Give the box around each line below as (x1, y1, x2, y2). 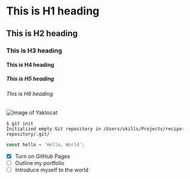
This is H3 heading (6, 46, 62, 55)
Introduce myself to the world (14, 166, 89, 173)
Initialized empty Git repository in (6, 125, 101, 132)
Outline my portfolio (14, 159, 65, 166)
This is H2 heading (6, 28, 78, 39)
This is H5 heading (6, 75, 54, 82)
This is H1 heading (6, 4, 100, 18)
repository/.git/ (6, 131, 50, 137)
